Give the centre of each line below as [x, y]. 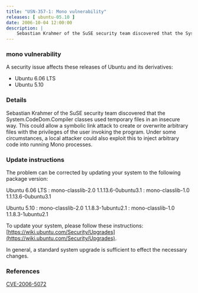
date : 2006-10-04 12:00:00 [39, 22]
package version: [27, 179]
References [23, 271]
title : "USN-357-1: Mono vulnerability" [57, 12]
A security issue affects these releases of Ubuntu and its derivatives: [90, 67]
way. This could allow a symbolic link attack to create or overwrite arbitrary [97, 125]
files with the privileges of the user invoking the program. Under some [91, 132]
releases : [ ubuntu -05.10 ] [41, 17]
